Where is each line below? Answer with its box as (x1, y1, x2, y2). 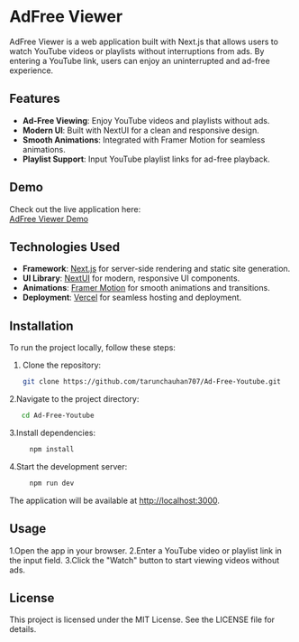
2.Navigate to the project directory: (9, 394, 140, 405)
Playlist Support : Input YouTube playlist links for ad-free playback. (22, 154, 270, 164)
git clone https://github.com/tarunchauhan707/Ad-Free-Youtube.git (22, 377, 281, 386)
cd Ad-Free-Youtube (21, 411, 95, 421)
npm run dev (29, 479, 75, 488)
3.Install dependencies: (9, 427, 96, 438)
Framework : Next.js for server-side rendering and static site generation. (22, 264, 291, 274)
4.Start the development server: (9, 461, 128, 471)
